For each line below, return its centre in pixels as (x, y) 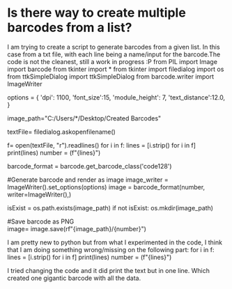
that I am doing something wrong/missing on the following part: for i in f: (111, 249)
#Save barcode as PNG (41, 221)
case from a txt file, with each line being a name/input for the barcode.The (114, 54)
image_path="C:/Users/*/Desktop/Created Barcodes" (84, 118)
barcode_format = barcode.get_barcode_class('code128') (90, 166)
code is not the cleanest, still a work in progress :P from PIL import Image (113, 61)
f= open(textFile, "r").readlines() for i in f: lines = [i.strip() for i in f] (102, 145)
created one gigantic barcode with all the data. (74, 278)
